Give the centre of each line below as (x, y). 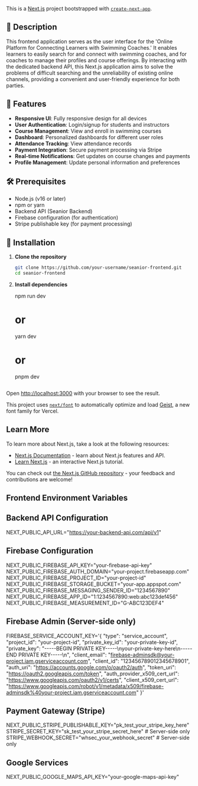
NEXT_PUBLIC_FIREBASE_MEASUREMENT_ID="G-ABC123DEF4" (85, 603)
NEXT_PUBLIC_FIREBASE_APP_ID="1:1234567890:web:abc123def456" (92, 597)
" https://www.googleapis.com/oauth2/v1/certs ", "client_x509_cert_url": (92, 679)
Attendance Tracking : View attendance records (73, 143)
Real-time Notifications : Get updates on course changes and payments (102, 156)
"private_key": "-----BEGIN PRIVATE (50, 648)
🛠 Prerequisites (36, 182)
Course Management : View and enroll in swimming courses (88, 131)
